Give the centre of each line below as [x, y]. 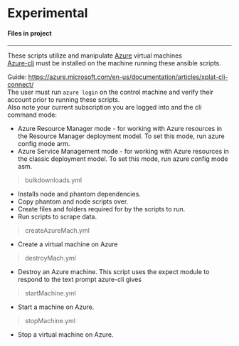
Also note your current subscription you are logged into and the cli [105, 108]
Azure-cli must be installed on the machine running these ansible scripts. [115, 63]
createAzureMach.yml [57, 231]
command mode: [32, 115]
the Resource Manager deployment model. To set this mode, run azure [121, 136]
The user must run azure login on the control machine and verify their [110, 92]
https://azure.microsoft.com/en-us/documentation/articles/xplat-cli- [128, 77]
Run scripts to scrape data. [57, 217]
